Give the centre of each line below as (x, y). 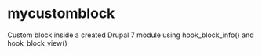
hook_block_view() (37, 43)
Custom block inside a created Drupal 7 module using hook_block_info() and (131, 35)
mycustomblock (61, 14)
